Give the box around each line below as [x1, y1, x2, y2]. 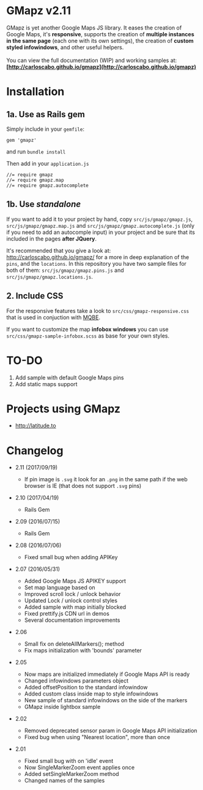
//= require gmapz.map [6, 177, 64, 183]
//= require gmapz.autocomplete [6, 182, 89, 188]
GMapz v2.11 [6, 4, 72, 18]
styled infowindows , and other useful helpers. [6, 44, 124, 51]
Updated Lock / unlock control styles [24, 597, 118, 605]
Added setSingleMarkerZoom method [24, 770, 119, 778]
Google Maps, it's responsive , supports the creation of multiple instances [6, 30, 194, 37]
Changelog [6, 443, 64, 457]
